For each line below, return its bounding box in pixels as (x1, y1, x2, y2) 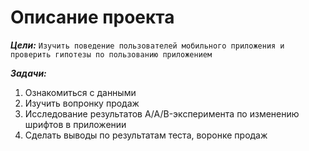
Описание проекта (10, 6, 175, 29)
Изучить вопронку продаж (24, 97, 140, 109)
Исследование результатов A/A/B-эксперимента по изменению (24, 107, 300, 120)
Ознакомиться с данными (24, 86, 137, 98)
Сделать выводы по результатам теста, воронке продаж (24, 129, 268, 141)
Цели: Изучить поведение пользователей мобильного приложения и (10, 39, 285, 51)
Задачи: (10, 67, 47, 79)
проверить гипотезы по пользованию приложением (10, 49, 213, 60)
